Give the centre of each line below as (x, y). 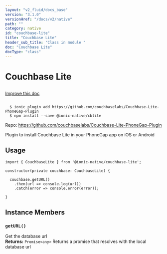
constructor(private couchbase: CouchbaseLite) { (58, 171)
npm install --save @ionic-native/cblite (58, 116)
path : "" (14, 24)
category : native (23, 29)
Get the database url (26, 236)
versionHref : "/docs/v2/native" (39, 19)
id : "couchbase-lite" (28, 33)
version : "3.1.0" (23, 15)
